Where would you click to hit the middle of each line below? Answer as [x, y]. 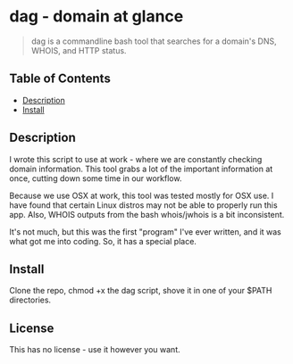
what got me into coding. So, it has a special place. [103, 241]
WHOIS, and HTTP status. [79, 50]
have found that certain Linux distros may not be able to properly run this [144, 205]
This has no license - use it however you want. [95, 350]
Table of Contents [60, 79]
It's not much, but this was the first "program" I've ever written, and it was [145, 232]
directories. [30, 300]
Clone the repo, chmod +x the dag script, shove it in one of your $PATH [141, 291]
